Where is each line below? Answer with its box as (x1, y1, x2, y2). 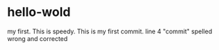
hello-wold (7, 4, 71, 20)
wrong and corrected (7, 34, 68, 42)
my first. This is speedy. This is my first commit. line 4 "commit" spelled (7, 27, 213, 35)
